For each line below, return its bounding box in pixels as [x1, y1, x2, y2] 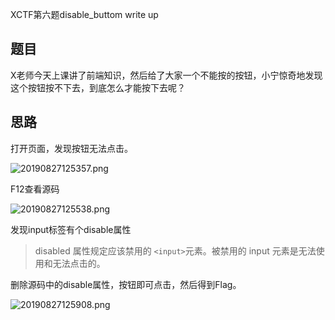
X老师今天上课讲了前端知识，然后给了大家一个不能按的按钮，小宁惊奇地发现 [10, 69, 323, 81]
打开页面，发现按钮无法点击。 [10, 142, 133, 154]
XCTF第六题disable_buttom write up [10, 9, 159, 20]
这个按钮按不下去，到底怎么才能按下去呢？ [10, 81, 186, 93]
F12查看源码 [10, 183, 60, 195]
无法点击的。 [52, 257, 106, 269]
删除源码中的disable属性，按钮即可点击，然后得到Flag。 [10, 278, 242, 290]
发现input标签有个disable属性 [10, 223, 132, 235]
